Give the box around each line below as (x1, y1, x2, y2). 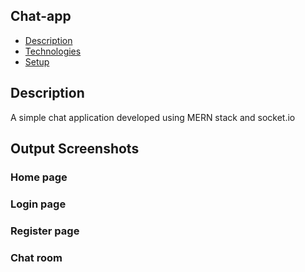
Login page (10, 197, 67, 211)
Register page (10, 224, 80, 238)
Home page (10, 170, 68, 184)
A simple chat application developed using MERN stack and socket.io (10, 111, 296, 123)
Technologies (24, 45, 82, 57)
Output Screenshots (10, 140, 140, 158)
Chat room (10, 250, 63, 264)
